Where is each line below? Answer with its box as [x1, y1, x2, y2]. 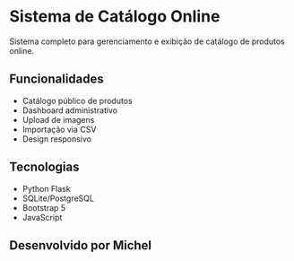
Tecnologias [9, 160, 80, 175]
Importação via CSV [22, 124, 97, 135]
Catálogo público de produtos [22, 95, 133, 106]
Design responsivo [22, 133, 92, 144]
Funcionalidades [9, 72, 105, 87]
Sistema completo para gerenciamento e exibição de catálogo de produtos [9, 36, 285, 47]
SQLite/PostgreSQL [22, 193, 94, 204]
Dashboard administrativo [22, 105, 118, 116]
